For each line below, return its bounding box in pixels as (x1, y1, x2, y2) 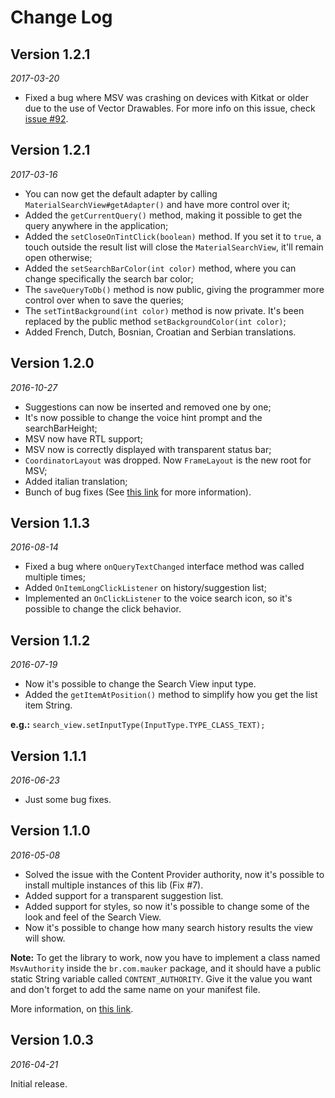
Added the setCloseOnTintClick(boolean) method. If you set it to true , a (24, 230, 322, 242)
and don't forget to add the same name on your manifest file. (10, 983, 261, 995)
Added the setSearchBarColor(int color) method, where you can (24, 262, 297, 274)
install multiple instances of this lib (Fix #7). (24, 879, 204, 891)
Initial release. (10, 1077, 68, 1090)
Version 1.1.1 (10, 747, 87, 765)
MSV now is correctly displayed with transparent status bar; (24, 443, 272, 455)
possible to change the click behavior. (24, 603, 182, 615)
